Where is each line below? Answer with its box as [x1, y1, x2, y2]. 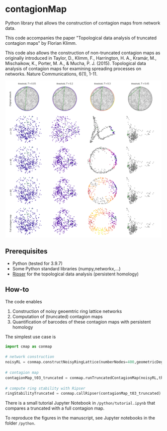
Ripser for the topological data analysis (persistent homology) [12, 271, 139, 277]
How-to [5, 285, 29, 294]
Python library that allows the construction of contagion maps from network [5, 20, 161, 26]
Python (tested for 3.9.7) [12, 260, 63, 266]
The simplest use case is [5, 334, 56, 340]
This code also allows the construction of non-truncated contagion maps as [5, 50, 161, 56]
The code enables [5, 298, 42, 304]
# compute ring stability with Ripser [5, 386, 85, 391]
